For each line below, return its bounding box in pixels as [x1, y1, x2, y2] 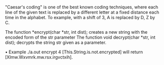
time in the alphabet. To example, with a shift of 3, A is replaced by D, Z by [5, 15, 156, 20]
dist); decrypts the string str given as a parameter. [5, 40, 107, 45]
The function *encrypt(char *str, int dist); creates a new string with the [5, 29, 148, 35]
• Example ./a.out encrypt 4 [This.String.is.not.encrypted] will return [5, 49, 143, 55]
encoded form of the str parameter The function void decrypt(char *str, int [5, 34, 156, 40]
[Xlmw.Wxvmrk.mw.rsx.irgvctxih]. [5, 54, 73, 60]
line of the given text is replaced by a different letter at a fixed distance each [5, 9, 160, 15]
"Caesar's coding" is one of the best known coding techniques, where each [5, 4, 159, 10]
